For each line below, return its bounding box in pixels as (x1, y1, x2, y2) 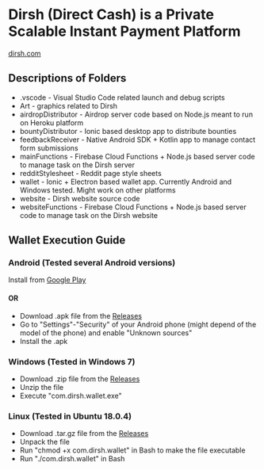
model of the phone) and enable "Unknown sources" (19, 327, 193, 338)
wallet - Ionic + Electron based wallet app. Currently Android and (19, 177, 232, 186)
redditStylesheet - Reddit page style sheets (19, 168, 163, 178)
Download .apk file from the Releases (19, 311, 143, 320)
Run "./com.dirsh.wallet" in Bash (19, 454, 125, 464)
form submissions (19, 143, 78, 152)
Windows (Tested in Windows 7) (8, 356, 136, 367)
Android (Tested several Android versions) (8, 258, 176, 269)
